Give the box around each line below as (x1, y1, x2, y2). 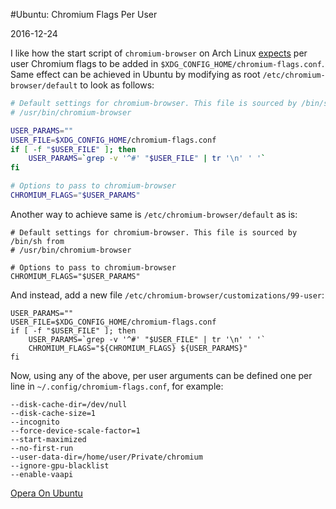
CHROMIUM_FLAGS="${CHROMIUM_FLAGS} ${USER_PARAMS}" (28, 343, 248, 353)
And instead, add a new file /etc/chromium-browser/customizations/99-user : (10, 289, 325, 301)
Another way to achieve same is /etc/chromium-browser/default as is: (10, 208, 298, 220)
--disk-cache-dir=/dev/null (10, 399, 128, 409)
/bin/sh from (10, 236, 65, 246)
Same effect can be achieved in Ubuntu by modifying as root (10, 69, 261, 80)
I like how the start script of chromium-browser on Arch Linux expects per (10, 47, 308, 59)
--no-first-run (10, 443, 74, 453)
